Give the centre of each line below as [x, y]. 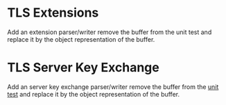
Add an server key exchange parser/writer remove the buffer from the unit [113, 87]
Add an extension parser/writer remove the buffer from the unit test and [110, 32]
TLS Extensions [53, 13]
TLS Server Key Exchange [83, 68]
